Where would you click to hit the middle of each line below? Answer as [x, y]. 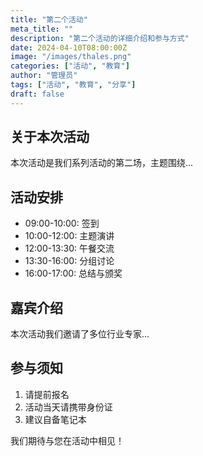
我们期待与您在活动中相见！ [67, 440]
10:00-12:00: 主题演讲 [69, 236]
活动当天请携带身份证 [68, 407]
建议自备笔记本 [55, 419]
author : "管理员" [44, 76]
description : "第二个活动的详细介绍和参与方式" [100, 38]
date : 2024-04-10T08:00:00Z [69, 47]
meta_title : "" [42, 29]
